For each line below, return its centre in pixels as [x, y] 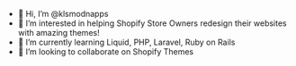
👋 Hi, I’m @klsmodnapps [63, 14]
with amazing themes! [59, 33]
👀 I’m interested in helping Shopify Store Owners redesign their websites [152, 23]
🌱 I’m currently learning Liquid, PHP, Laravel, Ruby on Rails [126, 42]
